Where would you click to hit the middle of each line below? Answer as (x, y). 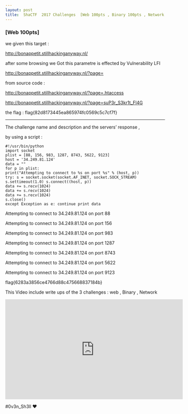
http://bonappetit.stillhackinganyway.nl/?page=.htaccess (65, 92)
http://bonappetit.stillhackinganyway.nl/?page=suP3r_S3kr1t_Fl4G (74, 103)
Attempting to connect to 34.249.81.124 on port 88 (58, 213)
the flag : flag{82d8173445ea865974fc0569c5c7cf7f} (61, 112)
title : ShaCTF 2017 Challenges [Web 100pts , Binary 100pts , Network (85, 15)
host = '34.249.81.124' (30, 160)
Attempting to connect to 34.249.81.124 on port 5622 (60, 263)
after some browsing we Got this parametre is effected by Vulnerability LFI (83, 63)
